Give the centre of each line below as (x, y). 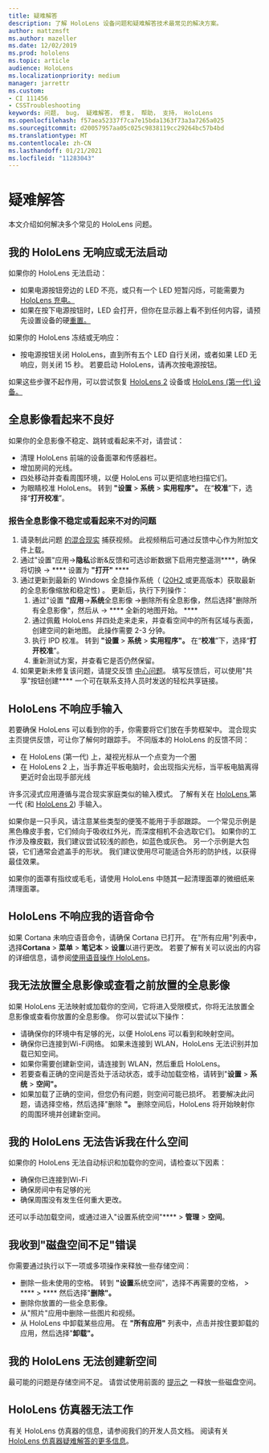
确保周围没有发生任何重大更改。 (73, 1200)
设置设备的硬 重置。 (59, 320)
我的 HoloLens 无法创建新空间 (83, 1361)
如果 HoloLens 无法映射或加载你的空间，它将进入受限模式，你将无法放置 (128, 1006)
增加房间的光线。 (48, 467)
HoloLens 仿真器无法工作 (71, 1410)
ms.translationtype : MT (48, 135)
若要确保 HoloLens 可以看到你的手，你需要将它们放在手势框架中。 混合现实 (132, 729)
